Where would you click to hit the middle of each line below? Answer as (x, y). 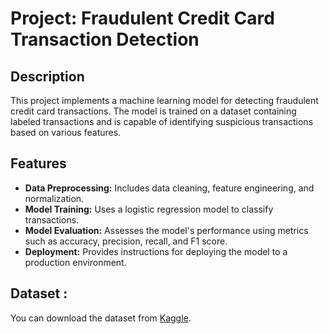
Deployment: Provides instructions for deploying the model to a (156, 251)
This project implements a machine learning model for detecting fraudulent (164, 100)
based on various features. (66, 132)
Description (47, 76)
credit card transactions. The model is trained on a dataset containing (153, 111)
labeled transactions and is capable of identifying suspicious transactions (162, 121)
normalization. (54, 198)
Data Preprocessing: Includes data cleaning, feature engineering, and (169, 188)
